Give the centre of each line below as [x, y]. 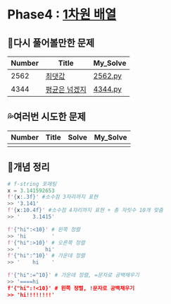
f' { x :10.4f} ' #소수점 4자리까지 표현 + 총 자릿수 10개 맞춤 [85, 210]
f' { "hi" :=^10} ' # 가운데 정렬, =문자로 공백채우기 [73, 275]
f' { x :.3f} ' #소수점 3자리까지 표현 [53, 197]
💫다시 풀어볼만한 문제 [51, 43]
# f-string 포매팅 [32, 184]
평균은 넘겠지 [66, 89]
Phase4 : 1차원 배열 [62, 14]
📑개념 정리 [29, 167]
